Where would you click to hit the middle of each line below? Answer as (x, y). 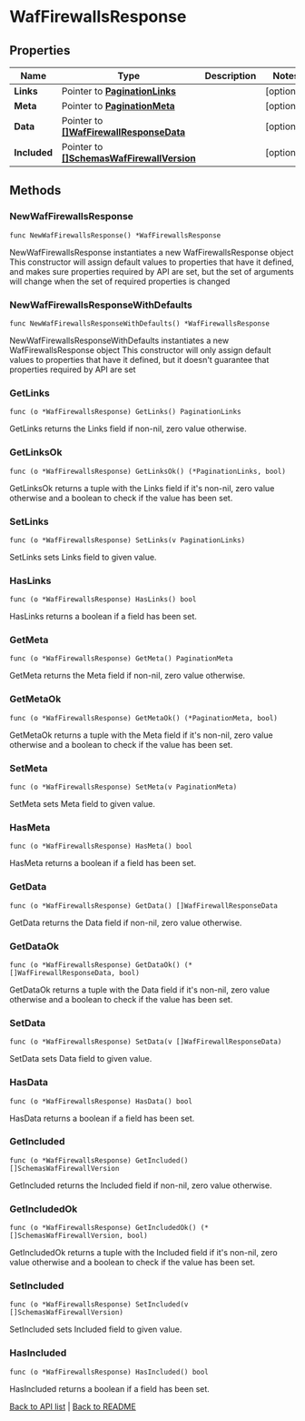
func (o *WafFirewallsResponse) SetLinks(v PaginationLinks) (128, 540)
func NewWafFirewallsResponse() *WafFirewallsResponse (115, 235)
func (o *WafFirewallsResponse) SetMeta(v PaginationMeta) (123, 787)
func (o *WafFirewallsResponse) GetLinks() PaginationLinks (126, 412)
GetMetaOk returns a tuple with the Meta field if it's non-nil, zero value (142, 735)
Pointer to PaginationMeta (118, 106)
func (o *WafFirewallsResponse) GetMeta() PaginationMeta (121, 659)
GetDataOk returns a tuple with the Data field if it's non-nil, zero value (140, 990)
